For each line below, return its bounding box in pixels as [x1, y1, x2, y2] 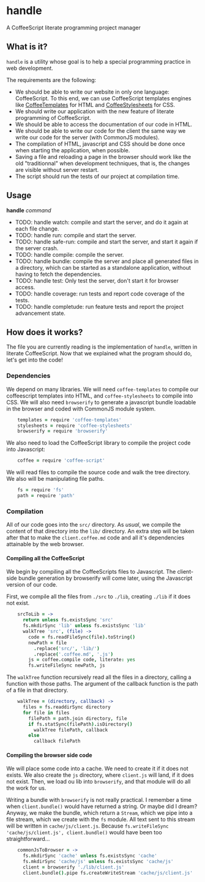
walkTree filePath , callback [33, 727, 108, 733]
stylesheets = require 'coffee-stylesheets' [17, 423, 133, 429]
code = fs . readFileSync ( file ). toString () [28, 634, 136, 640]
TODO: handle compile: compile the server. [15, 251, 124, 258]
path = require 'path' [17, 493, 75, 499]
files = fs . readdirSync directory [22, 704, 111, 710]
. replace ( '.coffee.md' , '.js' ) [33, 651, 114, 658]
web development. [6, 64, 53, 72]
